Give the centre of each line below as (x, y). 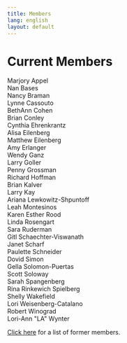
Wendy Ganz (26, 155)
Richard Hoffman (32, 177)
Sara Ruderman (30, 230)
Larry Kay (21, 192)
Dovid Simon (25, 259)
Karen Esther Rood (34, 215)
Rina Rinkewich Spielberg (44, 289)
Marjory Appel (28, 80)
